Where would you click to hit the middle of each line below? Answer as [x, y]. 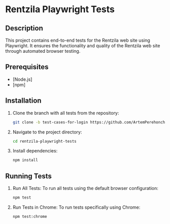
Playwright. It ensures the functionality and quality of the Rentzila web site [83, 46]
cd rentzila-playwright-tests [45, 141]
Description [24, 28]
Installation [23, 101]
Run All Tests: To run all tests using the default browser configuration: [85, 188]
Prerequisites [27, 67]
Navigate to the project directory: [47, 132]
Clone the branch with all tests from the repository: [66, 113]
